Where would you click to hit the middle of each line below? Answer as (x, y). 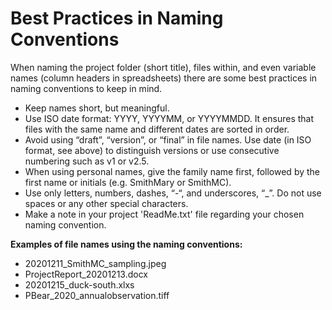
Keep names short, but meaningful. (97, 108)
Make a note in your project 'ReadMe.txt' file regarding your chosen (164, 214)
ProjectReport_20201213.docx (86, 274)
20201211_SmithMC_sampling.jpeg (95, 263)
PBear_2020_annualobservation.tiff (97, 295)
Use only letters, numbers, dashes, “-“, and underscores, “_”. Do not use (173, 193)
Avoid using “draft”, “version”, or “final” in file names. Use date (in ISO (168, 139)
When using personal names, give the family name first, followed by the (172, 171)
